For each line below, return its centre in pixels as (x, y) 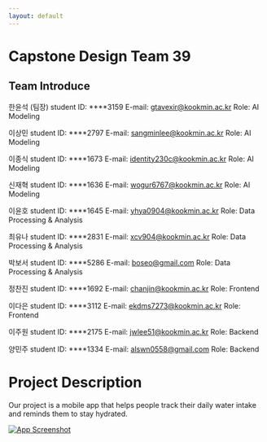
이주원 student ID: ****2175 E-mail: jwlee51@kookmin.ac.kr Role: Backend (133, 331)
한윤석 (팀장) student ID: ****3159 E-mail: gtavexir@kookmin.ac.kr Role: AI (134, 107)
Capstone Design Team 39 (100, 56)
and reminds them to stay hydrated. (68, 414)
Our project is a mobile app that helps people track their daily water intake (132, 405)
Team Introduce (50, 86)
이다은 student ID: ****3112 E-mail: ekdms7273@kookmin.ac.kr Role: (125, 305)
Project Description (75, 382)
